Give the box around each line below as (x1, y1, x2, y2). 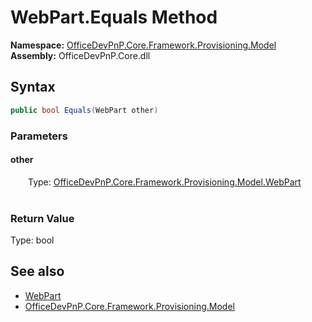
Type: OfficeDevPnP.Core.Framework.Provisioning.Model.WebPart (28, 176, 302, 188)
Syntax (10, 79, 56, 96)
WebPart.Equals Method (10, 6, 218, 29)
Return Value (10, 211, 75, 225)
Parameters (10, 129, 68, 143)
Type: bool (10, 234, 55, 246)
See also (10, 263, 65, 280)
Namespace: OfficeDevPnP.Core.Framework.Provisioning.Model (10, 39, 277, 51)
